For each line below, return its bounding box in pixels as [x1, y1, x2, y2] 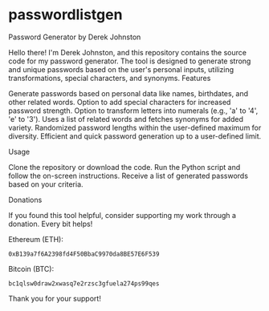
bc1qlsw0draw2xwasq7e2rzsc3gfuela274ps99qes [8, 279, 160, 288]
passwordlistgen [8, 6, 123, 24]
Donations [8, 195, 43, 204]
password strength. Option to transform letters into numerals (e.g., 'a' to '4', [8, 106, 259, 115]
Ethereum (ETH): [8, 234, 64, 244]
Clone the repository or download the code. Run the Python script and [8, 162, 241, 172]
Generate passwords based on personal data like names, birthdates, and [8, 88, 249, 98]
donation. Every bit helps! [8, 219, 93, 228]
